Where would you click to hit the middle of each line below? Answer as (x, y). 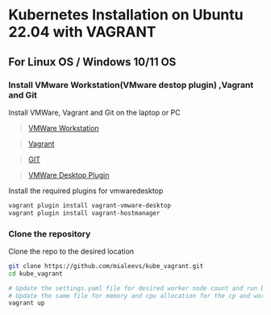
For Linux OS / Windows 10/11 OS (92, 62)
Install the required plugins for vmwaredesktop (86, 191)
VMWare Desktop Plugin (69, 174)
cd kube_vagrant (35, 273)
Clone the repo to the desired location (71, 251)
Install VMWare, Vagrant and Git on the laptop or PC (94, 112)
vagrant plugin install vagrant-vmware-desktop (90, 205)
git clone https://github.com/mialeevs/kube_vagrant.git (106, 266)
